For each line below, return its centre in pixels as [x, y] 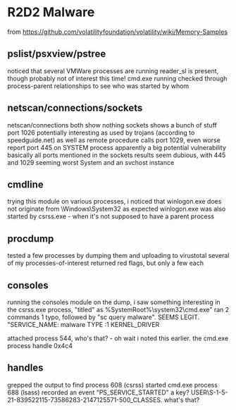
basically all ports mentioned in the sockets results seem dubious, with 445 [117, 155]
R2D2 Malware [51, 12]
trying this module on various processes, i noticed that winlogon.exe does [114, 201]
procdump [31, 238]
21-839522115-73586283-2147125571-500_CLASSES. [85, 399]
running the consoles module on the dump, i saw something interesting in [114, 302]
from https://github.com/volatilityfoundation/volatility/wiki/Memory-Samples [117, 32]
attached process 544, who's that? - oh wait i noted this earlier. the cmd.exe [118, 338]
